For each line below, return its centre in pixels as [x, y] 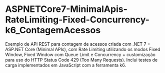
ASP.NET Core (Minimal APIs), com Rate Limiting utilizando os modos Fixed [83, 49]
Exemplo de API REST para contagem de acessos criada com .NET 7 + [78, 44]
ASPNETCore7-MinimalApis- [66, 9]
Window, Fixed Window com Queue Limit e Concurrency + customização [80, 54]
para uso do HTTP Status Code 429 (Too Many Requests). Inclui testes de [81, 60]
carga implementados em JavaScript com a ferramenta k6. [66, 65]
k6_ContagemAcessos [53, 30]
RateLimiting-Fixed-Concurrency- [77, 20]
